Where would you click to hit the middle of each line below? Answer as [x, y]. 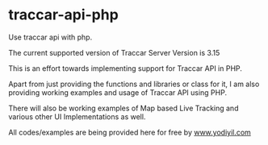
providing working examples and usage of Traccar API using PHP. [118, 92]
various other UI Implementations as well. [77, 116]
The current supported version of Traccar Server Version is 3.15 [114, 52]
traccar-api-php [63, 15]
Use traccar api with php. [50, 37]
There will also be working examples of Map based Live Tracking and [124, 108]
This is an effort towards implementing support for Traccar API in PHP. [125, 68]
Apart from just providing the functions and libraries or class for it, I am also [134, 84]
